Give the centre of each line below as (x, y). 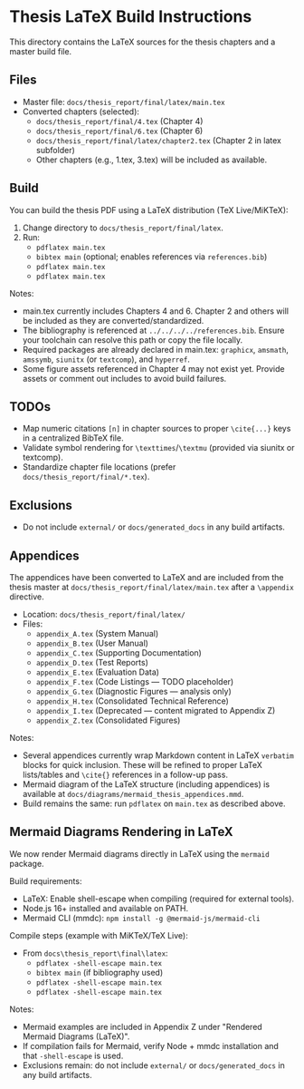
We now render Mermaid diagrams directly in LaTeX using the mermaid (139, 853)
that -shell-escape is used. (73, 1055)
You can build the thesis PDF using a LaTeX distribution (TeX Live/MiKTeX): (149, 209)
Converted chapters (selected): (81, 112)
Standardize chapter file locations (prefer (99, 467)
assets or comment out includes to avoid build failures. (124, 378)
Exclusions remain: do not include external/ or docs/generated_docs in (153, 1065)
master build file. (41, 51)
